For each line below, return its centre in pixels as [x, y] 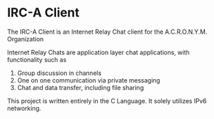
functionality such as [37, 59]
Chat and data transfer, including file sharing [80, 87]
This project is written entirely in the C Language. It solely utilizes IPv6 [107, 100]
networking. [24, 108]
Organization [26, 39]
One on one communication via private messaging [89, 80]
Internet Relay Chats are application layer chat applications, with [98, 52]
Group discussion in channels [59, 73]
